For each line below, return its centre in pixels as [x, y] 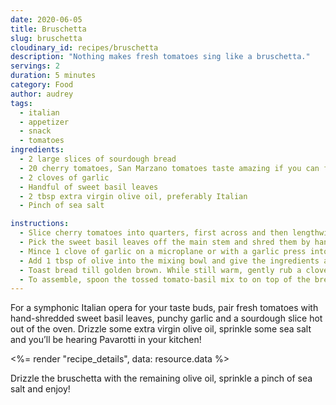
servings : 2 [35, 66]
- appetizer [44, 122]
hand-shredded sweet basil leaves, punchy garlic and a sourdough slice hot [166, 318]
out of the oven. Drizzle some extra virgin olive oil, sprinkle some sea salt [161, 329]
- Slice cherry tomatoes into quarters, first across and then [153, 233]
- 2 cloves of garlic [64, 177]
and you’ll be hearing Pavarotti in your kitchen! [106, 340]
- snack [35, 131]
